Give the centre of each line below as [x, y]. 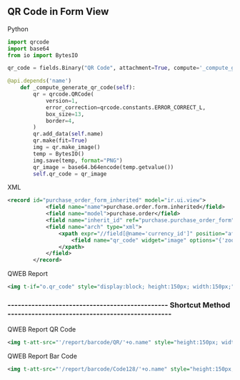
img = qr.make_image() [67, 148]
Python [18, 29]
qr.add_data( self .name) [68, 134]
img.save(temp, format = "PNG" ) [78, 160]
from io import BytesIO [43, 55]
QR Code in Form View [58, 12]
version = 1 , [62, 101]
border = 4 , [60, 120]
